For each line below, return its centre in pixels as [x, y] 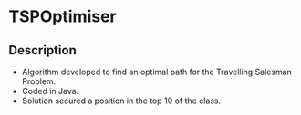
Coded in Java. [50, 91]
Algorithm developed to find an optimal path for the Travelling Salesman [157, 72]
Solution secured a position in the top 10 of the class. [121, 101]
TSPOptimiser [62, 17]
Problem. [39, 81]
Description [42, 50]
